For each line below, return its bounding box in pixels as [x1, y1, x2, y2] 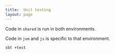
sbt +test [5, 45, 26, 50]
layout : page [5, 12, 33, 17]
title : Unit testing [5, 7, 51, 12]
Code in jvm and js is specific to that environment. [5, 35, 110, 41]
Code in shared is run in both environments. [5, 25, 96, 31]
